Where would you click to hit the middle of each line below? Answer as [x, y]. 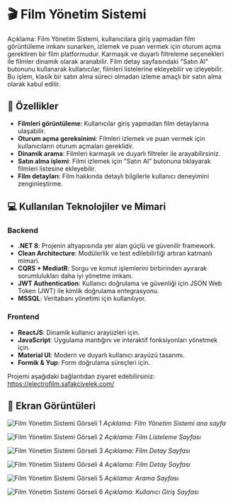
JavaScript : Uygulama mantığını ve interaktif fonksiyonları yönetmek [118, 340]
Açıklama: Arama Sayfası [142, 478]
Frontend [23, 317]
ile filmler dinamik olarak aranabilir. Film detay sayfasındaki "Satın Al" [108, 61]
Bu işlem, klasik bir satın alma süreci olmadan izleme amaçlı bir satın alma [114, 77]
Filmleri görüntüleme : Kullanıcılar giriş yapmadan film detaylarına [113, 123]
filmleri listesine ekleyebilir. [57, 169]
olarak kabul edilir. [34, 84]
